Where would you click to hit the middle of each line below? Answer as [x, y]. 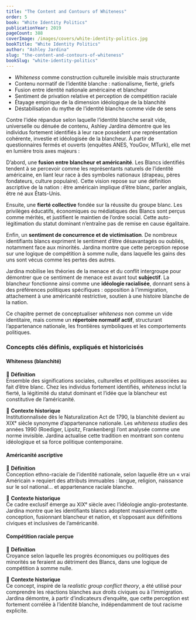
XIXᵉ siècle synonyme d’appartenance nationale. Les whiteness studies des [97, 423]
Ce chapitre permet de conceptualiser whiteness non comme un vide [89, 314]
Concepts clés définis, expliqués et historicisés [75, 348]
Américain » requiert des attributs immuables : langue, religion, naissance [94, 481]
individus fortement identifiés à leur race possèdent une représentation [92, 132]
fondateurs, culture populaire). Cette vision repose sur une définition [89, 181]
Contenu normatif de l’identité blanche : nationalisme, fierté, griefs [94, 83]
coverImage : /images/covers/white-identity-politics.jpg [77, 39]
